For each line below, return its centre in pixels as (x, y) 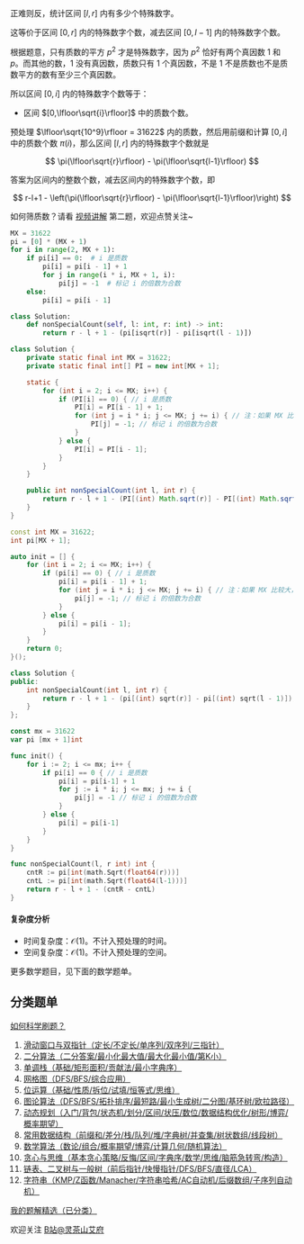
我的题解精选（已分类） (54, 1210)
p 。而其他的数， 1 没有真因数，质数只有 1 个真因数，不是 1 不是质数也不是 (145, 63)
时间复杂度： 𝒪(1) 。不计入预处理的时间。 (97, 941)
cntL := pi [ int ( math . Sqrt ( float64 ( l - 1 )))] (107, 881)
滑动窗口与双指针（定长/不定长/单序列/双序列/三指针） (123, 1045)
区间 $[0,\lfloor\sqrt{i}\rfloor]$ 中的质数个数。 (108, 113)
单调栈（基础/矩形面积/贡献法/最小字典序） (103, 1067)
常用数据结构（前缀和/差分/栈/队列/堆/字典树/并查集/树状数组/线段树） (153, 1135)
